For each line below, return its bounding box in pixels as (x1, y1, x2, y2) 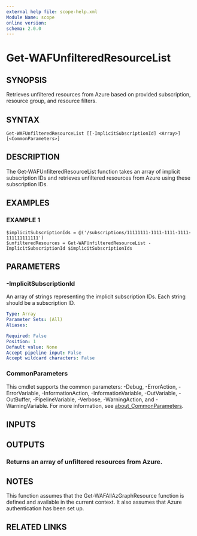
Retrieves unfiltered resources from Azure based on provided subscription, (6, 91, 191, 98)
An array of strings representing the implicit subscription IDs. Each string (6, 293, 186, 300)
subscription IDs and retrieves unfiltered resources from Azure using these (6, 174, 190, 181)
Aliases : (6, 322, 28, 328)
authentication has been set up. (6, 505, 84, 512)
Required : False (6, 333, 47, 339)
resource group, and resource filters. (6, 97, 97, 105)
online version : (6, 20, 47, 26)
